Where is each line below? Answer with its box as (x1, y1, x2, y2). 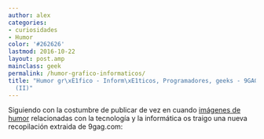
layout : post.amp (8, 55, 65, 63)
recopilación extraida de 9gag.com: (8, 122, 123, 131)
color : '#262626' (8, 41, 65, 48)
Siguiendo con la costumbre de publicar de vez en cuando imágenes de (8, 105, 241, 115)
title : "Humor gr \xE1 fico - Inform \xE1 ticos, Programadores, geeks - (8, 77, 241, 84)
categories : (8, 19, 47, 27)
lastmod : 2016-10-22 (8, 48, 76, 55)
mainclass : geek (8, 62, 61, 70)
